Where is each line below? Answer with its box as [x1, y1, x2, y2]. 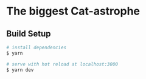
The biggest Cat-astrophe [6, 4, 140, 18]
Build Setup [6, 29, 51, 39]
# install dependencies [6, 44, 67, 50]
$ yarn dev [6, 67, 34, 73]
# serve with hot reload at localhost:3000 [6, 61, 119, 67]
